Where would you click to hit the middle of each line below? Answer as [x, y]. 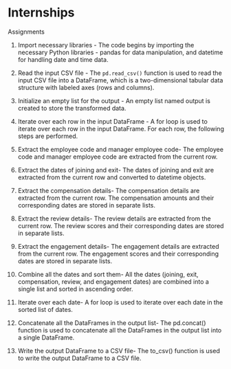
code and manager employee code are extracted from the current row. [118, 157]
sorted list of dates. [45, 309]
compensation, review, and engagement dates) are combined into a [113, 281]
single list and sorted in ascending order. [75, 289]
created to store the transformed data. [72, 108]
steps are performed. [48, 136]
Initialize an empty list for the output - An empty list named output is [114, 100]
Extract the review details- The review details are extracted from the [114, 219]
